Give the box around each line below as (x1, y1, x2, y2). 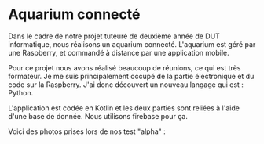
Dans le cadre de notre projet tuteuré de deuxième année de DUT (8, 31, 220, 41)
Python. (8, 88, 34, 97)
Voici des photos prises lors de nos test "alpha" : (8, 127, 167, 136)
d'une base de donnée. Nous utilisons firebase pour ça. (8, 111, 189, 121)
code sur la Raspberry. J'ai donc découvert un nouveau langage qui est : (8, 80, 244, 89)
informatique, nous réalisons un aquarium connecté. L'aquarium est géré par (8, 39, 256, 49)
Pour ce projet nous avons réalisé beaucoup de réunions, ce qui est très (8, 63, 241, 72)
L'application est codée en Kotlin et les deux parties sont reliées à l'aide (8, 103, 240, 113)
